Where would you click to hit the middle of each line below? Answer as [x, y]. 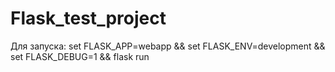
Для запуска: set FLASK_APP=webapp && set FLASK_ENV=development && [168, 46]
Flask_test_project [88, 18]
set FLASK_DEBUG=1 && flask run [80, 56]
